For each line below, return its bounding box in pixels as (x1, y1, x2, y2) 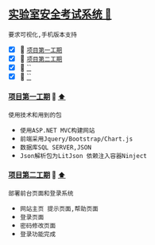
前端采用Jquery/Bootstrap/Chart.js (19, 135, 134, 144)
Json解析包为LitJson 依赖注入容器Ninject (19, 152, 147, 160)
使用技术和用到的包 (8, 111, 62, 120)
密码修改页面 (19, 222, 56, 230)
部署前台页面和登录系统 (8, 190, 74, 198)
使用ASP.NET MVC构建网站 (19, 127, 95, 135)
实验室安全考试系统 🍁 (8, 7, 112, 22)
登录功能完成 (19, 231, 56, 239)
